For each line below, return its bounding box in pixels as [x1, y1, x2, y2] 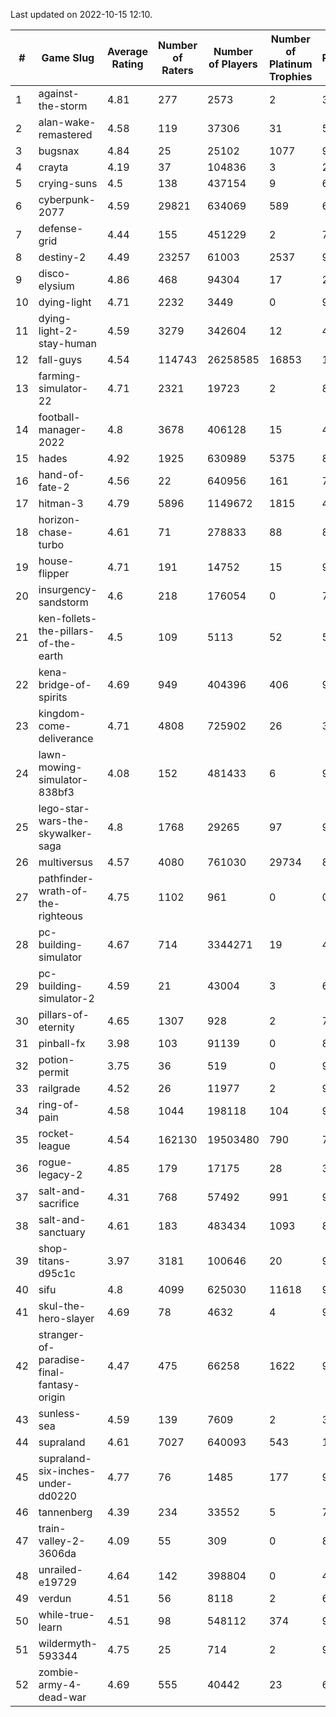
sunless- [38, 1407, 82, 1420]
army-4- [38, 1678, 82, 1691]
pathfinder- [38, 872, 95, 885]
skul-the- [38, 1299, 87, 1313]
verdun [38, 1592, 72, 1605]
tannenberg [38, 1505, 93, 1519]
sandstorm [38, 595, 89, 609]
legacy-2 [38, 1168, 83, 1181]
